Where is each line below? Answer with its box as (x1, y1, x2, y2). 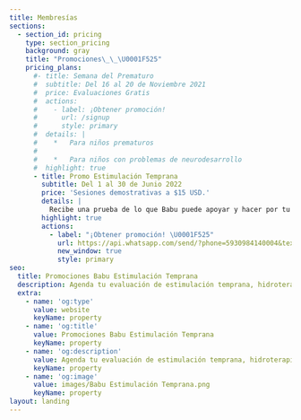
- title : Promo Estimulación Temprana (32, 171, 178, 180)
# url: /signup (32, 113, 110, 122)
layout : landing (9, 397, 70, 407)
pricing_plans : (25, 64, 82, 73)
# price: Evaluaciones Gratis (32, 88, 150, 97)
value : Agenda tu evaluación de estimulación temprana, (32, 355, 246, 364)
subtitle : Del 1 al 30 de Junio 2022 (41, 180, 182, 189)
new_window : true (56, 247, 123, 256)
